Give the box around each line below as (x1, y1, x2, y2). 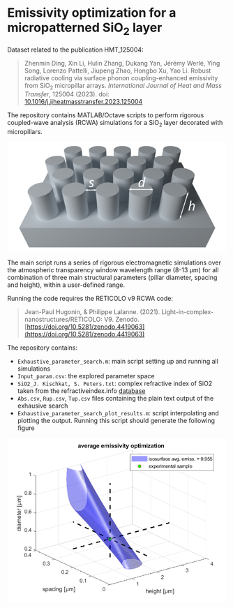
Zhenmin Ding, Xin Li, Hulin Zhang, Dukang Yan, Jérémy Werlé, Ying (24, 59, 220, 67)
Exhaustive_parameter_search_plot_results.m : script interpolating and (17, 409, 220, 417)
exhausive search (17, 401, 68, 410)
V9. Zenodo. (103, 316, 140, 324)
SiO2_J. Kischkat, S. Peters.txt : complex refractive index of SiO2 (17, 379, 213, 388)
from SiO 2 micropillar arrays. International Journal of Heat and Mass (24, 81, 222, 91)
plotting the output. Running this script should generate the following (17, 417, 215, 425)
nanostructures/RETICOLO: (24, 316, 103, 324)
